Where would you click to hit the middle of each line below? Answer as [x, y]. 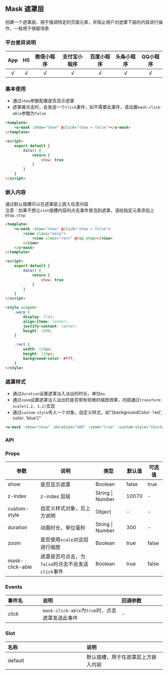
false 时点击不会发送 [64, 564]
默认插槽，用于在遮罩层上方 [119, 657]
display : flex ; [39, 317]
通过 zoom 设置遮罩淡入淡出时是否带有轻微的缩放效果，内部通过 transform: [87, 399]
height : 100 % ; [38, 331]
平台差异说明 [21, 43]
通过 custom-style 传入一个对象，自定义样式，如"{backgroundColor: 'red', [87, 412]
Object [103, 512]
